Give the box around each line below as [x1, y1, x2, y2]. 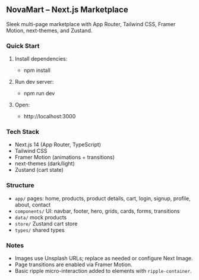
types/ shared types [14, 226, 65, 234]
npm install [23, 67, 50, 74]
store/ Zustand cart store [14, 220, 78, 227]
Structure [6, 181, 34, 190]
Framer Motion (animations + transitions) [14, 154, 115, 161]
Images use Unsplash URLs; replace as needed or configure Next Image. [14, 255, 193, 262]
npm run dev [23, 90, 55, 97]
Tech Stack [6, 128, 40, 136]
